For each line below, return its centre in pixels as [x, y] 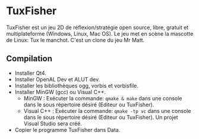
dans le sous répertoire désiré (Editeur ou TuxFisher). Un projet [101, 117]
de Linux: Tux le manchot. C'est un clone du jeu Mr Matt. [75, 40]
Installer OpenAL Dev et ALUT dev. [57, 79]
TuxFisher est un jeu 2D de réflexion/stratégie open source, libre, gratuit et [97, 27]
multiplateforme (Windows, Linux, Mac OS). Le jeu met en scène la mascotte [100, 33]
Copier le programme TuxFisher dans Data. [67, 129]
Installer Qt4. [30, 73]
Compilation [29, 59]
